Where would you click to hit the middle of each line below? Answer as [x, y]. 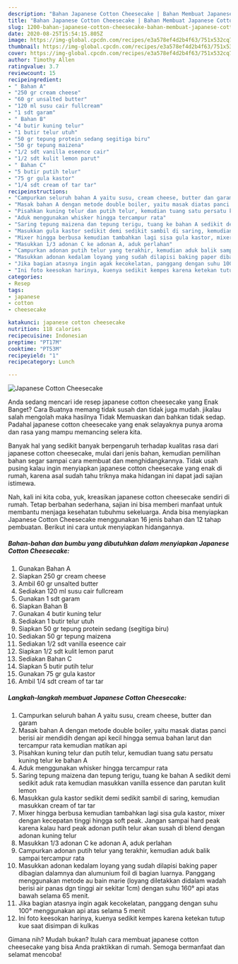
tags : [16, 290]
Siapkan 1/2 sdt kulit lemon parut [66, 651]
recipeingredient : [35, 80]
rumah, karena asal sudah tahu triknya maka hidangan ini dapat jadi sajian [115, 476]
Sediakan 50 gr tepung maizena [65, 637]
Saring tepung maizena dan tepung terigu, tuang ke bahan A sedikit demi [124, 776]
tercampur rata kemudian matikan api [73, 745]
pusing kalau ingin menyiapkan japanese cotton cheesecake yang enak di [115, 468]
